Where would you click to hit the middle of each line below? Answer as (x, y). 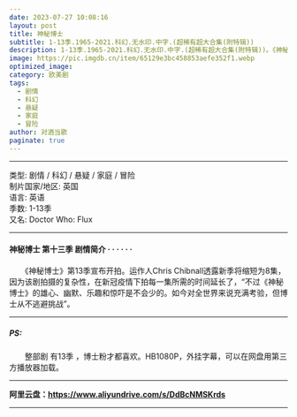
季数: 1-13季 (30, 208)
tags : (19, 83)
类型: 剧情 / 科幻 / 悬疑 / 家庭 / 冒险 (72, 175)
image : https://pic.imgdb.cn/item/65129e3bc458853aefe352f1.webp (132, 58)
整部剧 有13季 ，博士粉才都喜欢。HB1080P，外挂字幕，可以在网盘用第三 (156, 356)
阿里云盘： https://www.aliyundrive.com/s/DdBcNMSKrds (118, 394)
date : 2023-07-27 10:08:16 (59, 17)
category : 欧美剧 (39, 75)
